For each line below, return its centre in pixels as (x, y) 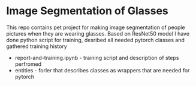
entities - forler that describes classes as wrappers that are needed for (102, 70)
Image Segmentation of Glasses (88, 11)
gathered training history (37, 46)
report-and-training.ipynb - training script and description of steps (97, 58)
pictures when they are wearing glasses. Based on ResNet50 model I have (98, 33)
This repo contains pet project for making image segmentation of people (96, 27)
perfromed (28, 64)
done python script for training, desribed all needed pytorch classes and (95, 40)
